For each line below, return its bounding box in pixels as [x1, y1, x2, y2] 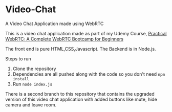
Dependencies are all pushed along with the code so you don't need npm [12, 71, 165, 77]
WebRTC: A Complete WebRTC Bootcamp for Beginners [5, 36, 124, 42]
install [12, 76, 29, 81]
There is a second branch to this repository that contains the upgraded [5, 91, 155, 97]
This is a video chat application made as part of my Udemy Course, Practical [5, 30, 167, 36]
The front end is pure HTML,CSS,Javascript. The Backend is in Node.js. [5, 46, 156, 52]
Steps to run [5, 55, 32, 62]
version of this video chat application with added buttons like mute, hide [5, 96, 157, 102]
